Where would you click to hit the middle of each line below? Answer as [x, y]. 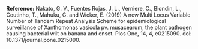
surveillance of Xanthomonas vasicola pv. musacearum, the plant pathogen [99, 27]
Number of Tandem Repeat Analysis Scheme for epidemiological [86, 21]
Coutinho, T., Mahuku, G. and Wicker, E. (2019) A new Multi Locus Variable [98, 15]
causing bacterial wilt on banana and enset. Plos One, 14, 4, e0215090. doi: [99, 34]
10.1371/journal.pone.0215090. [43, 40]
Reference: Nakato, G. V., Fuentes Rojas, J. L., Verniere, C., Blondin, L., [94, 9]
